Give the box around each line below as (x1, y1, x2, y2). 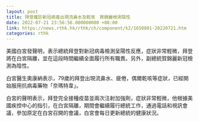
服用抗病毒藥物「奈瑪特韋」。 (11, 82, 82, 89)
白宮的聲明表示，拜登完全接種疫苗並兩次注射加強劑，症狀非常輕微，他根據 (6, 95, 188, 102)
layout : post (6, 8, 38, 15)
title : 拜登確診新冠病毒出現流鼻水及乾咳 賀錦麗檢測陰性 (6, 14, 131, 20)
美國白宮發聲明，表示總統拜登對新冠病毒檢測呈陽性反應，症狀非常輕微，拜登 (6, 48, 193, 55)
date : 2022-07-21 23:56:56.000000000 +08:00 (6, 19, 118, 25)
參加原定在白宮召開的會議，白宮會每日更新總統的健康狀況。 (16, 110, 162, 117)
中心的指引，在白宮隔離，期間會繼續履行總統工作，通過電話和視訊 (21, 102, 182, 109)
